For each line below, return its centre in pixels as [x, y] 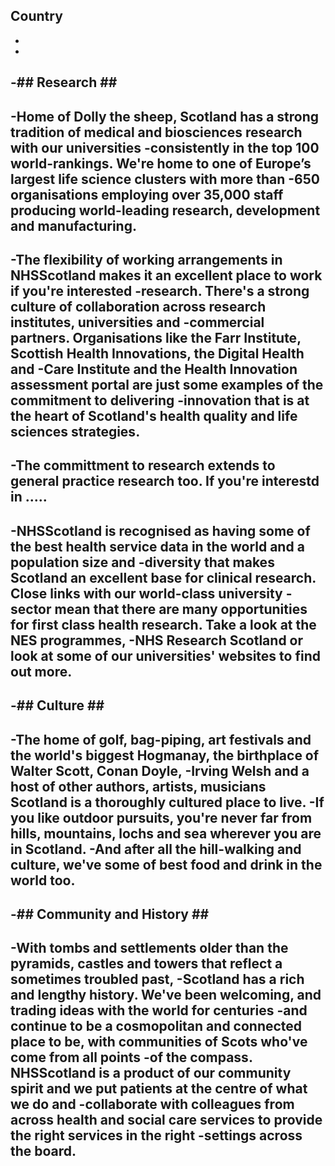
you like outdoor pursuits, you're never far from [161, 817]
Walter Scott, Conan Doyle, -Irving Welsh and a [160, 770]
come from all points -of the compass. [131, 1057]
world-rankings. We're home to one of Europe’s [161, 163]
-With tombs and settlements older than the [149, 948]
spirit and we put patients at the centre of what [159, 1089]
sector [31, 609]
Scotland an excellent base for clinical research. [163, 577]
